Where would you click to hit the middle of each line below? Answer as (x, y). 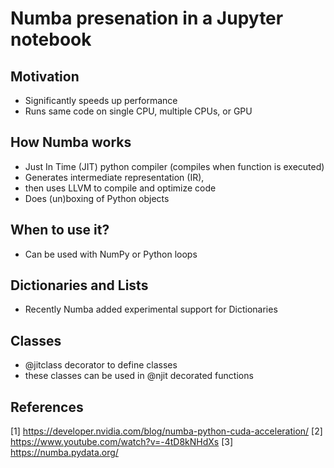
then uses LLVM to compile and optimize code (120, 188)
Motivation (45, 76)
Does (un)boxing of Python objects (97, 198)
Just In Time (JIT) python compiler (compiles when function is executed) (174, 166)
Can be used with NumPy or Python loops (111, 254)
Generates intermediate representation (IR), (114, 177)
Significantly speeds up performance (101, 100)
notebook (51, 39)
